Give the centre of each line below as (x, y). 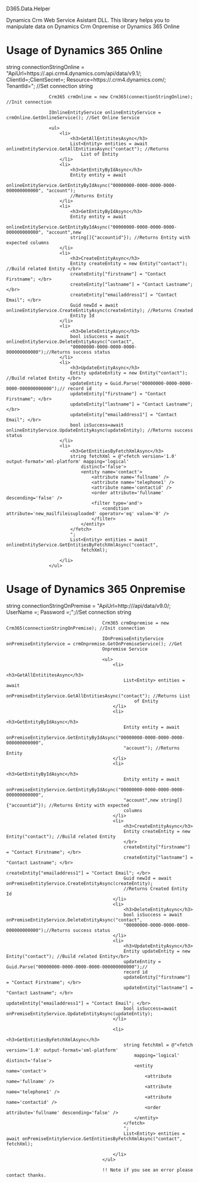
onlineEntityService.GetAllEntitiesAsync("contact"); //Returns (88, 149)
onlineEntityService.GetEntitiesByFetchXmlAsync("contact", (83, 545)
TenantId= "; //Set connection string (50, 86)
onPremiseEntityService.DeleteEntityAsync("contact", (74, 920)
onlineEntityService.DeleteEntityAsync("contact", (70, 342)
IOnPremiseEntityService (133, 639)
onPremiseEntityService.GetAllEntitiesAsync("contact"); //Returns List (98, 696)
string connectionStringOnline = (45, 67)
